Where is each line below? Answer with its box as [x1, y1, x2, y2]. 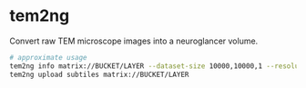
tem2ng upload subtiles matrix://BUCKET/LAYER [9, 70, 189, 79]
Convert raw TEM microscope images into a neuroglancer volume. [9, 35, 259, 46]
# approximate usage [9, 53, 88, 62]
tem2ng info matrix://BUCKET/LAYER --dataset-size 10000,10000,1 [9, 61, 262, 71]
